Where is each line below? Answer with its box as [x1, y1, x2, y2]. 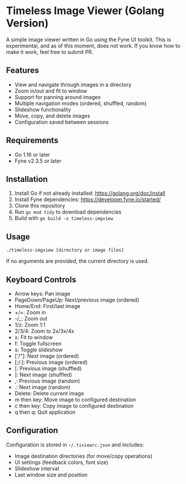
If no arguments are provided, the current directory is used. [6, 258, 149, 265]
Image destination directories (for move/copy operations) [14, 452, 153, 459]
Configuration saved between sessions [14, 119, 109, 126]
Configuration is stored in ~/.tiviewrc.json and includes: [6, 441, 144, 448]
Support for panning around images [14, 93, 101, 100]
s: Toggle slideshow [14, 346, 63, 353]
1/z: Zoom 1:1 [14, 321, 46, 328]
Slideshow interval [14, 465, 60, 472]
